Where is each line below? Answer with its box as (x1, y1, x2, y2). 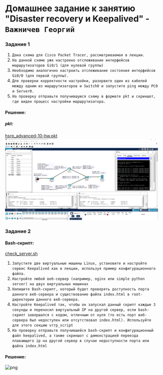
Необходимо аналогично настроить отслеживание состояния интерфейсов (12, 68, 156, 73)
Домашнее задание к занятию (5, 3, 136, 14)
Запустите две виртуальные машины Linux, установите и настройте (12, 261, 147, 266)
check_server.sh (5, 251, 38, 256)
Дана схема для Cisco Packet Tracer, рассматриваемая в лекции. (12, 53, 145, 58)
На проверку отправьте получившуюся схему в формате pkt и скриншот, (12, 94, 156, 99)
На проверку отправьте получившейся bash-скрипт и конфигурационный (12, 328, 154, 333)
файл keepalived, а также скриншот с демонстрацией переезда (12, 333, 139, 338)
